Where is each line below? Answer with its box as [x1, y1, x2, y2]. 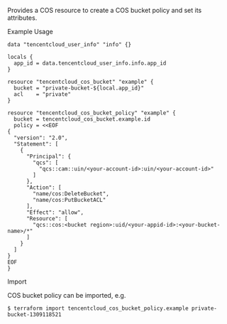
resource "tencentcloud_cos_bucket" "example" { [7, 78, 154, 85]
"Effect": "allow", [26, 209, 84, 216]
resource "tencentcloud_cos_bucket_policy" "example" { [7, 109, 176, 117]
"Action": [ [26, 184, 62, 191]
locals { [7, 53, 33, 60]
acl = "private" [13, 91, 72, 98]
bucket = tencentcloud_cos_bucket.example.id [13, 116, 151, 123]
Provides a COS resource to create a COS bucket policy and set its [7, 6, 202, 14]
